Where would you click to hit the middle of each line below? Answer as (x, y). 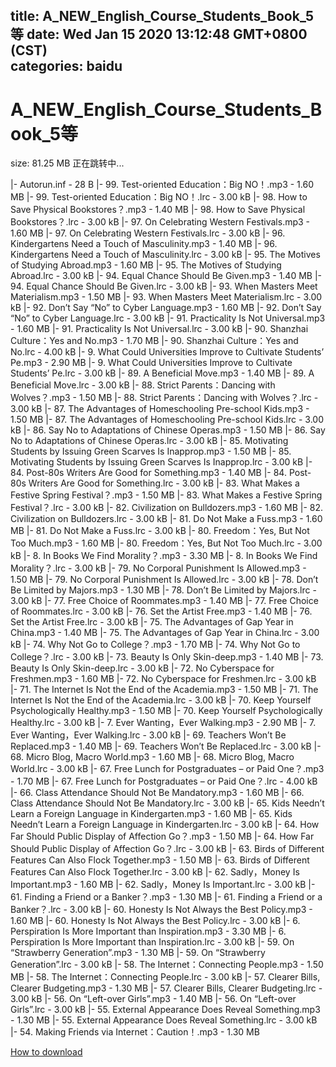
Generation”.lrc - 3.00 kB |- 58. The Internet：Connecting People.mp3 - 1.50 (167, 965)
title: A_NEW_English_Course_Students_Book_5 (162, 16)
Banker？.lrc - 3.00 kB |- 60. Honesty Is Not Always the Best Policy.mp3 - (161, 910)
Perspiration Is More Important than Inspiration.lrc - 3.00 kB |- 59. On (152, 942)
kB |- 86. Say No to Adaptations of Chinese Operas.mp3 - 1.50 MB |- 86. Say (168, 430)
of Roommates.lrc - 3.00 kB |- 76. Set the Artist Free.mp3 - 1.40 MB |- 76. (161, 611)
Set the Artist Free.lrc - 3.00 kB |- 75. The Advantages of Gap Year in (152, 622)
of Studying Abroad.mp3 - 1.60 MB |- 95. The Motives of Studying (146, 265)
